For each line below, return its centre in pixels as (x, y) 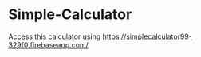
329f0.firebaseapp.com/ (49, 44)
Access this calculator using (55, 36)
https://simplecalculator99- (148, 36)
